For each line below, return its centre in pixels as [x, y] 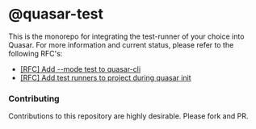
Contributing [34, 98]
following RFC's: [36, 53]
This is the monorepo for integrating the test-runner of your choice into [126, 36]
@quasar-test [56, 14]
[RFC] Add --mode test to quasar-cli [80, 69]
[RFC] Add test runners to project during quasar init [105, 77]
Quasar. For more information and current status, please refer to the [121, 44]
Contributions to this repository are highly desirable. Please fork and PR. [128, 116]
